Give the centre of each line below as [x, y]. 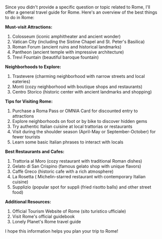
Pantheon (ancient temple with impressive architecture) [68, 52]
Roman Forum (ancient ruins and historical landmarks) [67, 47]
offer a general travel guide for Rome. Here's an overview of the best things [81, 12]
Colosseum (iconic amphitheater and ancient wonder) [66, 36]
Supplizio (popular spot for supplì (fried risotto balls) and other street [82, 187]
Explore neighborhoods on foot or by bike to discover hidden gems [80, 121]
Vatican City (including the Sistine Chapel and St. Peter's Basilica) [79, 42]
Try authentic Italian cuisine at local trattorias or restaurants [72, 126]
